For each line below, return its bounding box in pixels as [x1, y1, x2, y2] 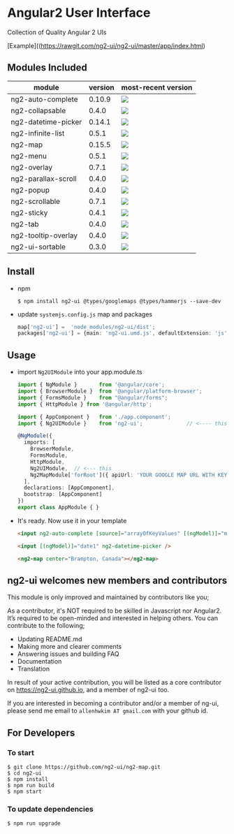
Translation [17, 665, 50, 673]
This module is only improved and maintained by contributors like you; [7, 593, 210, 601]
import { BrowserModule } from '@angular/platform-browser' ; [17, 388, 203, 395]
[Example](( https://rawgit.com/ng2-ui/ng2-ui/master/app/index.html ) [7, 41, 206, 50]
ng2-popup [10, 185, 50, 195]
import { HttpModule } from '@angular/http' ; [17, 400, 152, 408]
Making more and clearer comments [17, 643, 122, 651]
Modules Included [7, 61, 87, 74]
